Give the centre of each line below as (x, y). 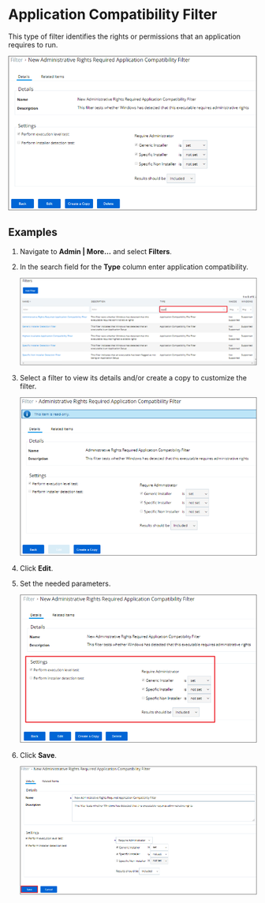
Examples (33, 232)
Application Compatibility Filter (113, 15)
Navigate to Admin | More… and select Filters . (95, 251)
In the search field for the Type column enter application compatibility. (134, 267)
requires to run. (33, 44)
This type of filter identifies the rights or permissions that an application (125, 36)
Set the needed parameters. (65, 584)
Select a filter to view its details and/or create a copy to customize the (133, 377)
